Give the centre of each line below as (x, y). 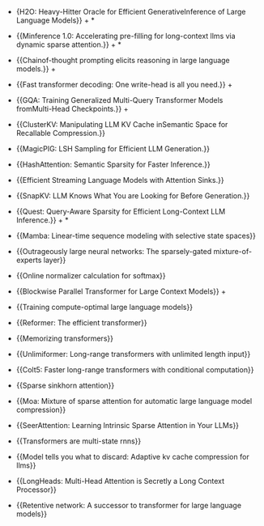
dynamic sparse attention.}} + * (68, 45)
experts (29, 260)
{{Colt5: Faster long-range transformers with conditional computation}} (135, 370)
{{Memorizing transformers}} (64, 338)
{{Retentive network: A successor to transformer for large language (128, 505)
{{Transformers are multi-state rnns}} (79, 441)
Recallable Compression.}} (60, 133)
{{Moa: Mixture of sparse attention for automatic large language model (134, 401)
